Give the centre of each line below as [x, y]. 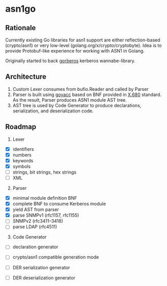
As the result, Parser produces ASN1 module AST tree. [70, 100]
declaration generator [35, 247]
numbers [22, 155]
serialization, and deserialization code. [53, 111]
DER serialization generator [41, 267]
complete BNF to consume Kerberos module [59, 204]
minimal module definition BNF [45, 198]
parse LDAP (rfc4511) [35, 227]
